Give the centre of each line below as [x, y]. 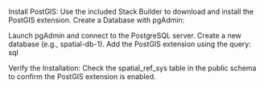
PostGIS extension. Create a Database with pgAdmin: [97, 20]
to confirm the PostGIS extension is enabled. [82, 76]
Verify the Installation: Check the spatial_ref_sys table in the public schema [132, 68]
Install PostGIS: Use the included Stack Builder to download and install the [131, 12]
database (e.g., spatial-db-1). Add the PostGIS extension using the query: [130, 44]
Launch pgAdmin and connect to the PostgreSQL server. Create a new [125, 36]
